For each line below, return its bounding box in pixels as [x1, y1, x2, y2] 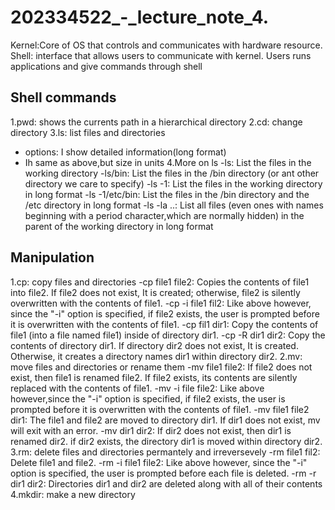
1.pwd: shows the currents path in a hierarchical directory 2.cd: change [10, 116, 303, 128]
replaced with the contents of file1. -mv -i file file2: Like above [10, 382, 265, 394]
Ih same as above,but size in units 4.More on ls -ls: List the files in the [24, 156, 312, 168]
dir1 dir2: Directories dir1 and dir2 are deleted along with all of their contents [10, 477, 323, 490]
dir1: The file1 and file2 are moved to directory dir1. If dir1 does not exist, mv [10, 414, 321, 426]
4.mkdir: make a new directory [10, 488, 136, 500]
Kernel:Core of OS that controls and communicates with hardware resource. [10, 39, 323, 51]
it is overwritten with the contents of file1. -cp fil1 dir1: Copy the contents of [10, 318, 319, 330]
